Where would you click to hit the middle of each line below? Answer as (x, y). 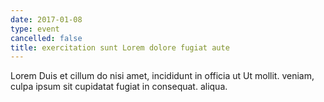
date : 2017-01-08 (46, 19)
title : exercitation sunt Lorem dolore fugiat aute (120, 47)
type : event (35, 29)
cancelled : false (46, 38)
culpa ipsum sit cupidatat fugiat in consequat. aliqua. (119, 87)
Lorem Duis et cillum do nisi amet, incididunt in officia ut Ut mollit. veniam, (162, 76)
